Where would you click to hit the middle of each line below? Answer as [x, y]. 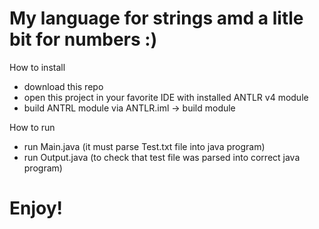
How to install [37, 67]
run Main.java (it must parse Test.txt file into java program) [144, 146]
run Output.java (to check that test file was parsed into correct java [162, 157]
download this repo [63, 86]
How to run [32, 127]
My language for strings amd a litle [156, 18]
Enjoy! [36, 208]
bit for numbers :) [83, 39]
